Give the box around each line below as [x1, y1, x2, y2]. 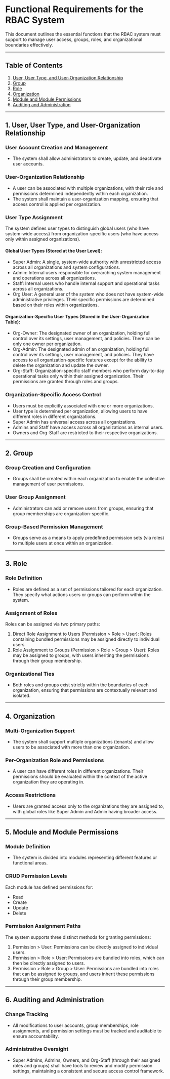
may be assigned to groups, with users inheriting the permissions [12, 652, 149, 658]
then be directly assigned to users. [12, 960, 85, 966]
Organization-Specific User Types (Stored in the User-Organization [5, 313, 150, 319]
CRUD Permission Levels [5, 873, 67, 880]
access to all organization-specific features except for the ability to [12, 357, 153, 363]
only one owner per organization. [12, 341, 82, 347]
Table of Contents [5, 61, 63, 70]
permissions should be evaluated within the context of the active [12, 773, 148, 780]
